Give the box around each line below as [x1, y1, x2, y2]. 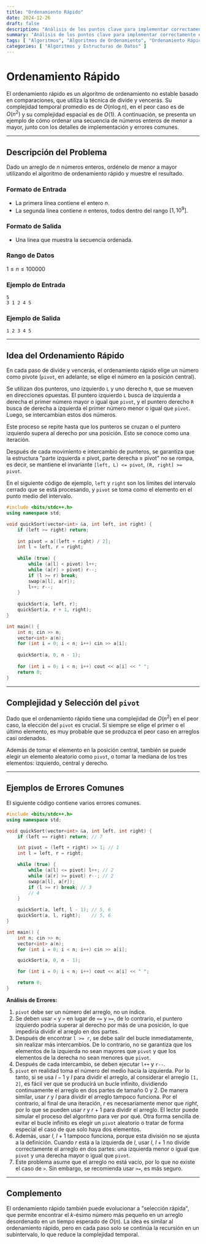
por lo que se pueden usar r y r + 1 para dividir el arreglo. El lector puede [15, 1106, 199, 1113]
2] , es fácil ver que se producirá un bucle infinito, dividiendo [15, 1080, 167, 1087]
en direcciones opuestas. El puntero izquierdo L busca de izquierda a [6, 392, 181, 399]
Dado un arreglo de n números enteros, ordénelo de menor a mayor [6, 163, 177, 171]
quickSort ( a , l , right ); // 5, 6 [17, 913, 112, 919]
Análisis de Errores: [6, 996, 58, 1003]
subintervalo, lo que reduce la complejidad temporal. [6, 1230, 140, 1238]
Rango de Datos [6, 251, 55, 260]
